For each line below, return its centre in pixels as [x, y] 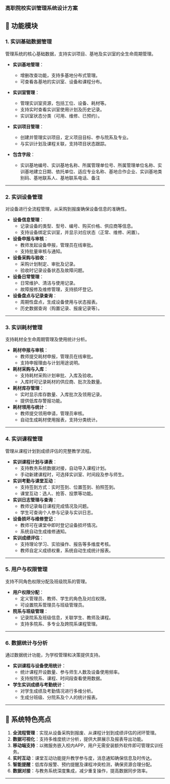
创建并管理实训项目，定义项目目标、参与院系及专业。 [76, 137]
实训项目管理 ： [28, 126]
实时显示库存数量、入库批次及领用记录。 [62, 395]
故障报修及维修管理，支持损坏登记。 [58, 289]
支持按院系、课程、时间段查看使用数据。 [62, 678]
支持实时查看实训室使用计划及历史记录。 [62, 109]
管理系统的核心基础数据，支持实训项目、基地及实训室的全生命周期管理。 [80, 54]
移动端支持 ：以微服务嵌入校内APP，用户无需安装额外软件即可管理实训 [86, 745]
